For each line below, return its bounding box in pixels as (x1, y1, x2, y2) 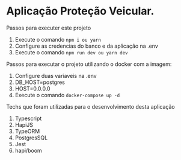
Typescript (14, 115, 42, 122)
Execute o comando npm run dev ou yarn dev (14, 48, 128, 56)
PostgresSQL (14, 134, 48, 141)
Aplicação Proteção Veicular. (6, 4, 155, 18)
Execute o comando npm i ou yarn (14, 36, 101, 43)
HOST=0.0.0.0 (14, 85, 51, 92)
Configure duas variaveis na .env (14, 72, 97, 79)
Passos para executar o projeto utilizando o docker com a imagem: (6, 60, 172, 68)
